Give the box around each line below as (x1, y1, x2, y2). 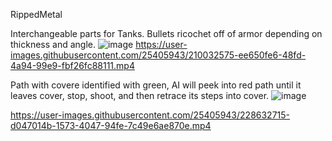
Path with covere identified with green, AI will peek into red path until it (10, 79, 302, 91)
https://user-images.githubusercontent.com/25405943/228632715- (10, 109, 291, 121)
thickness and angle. (10, 39, 97, 50)
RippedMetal (10, 9, 63, 20)
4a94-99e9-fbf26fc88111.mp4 (10, 60, 135, 71)
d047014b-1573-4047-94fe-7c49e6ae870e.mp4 (10, 120, 212, 131)
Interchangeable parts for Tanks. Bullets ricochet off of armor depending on (10, 28, 323, 39)
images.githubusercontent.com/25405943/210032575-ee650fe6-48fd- (10, 49, 307, 61)
